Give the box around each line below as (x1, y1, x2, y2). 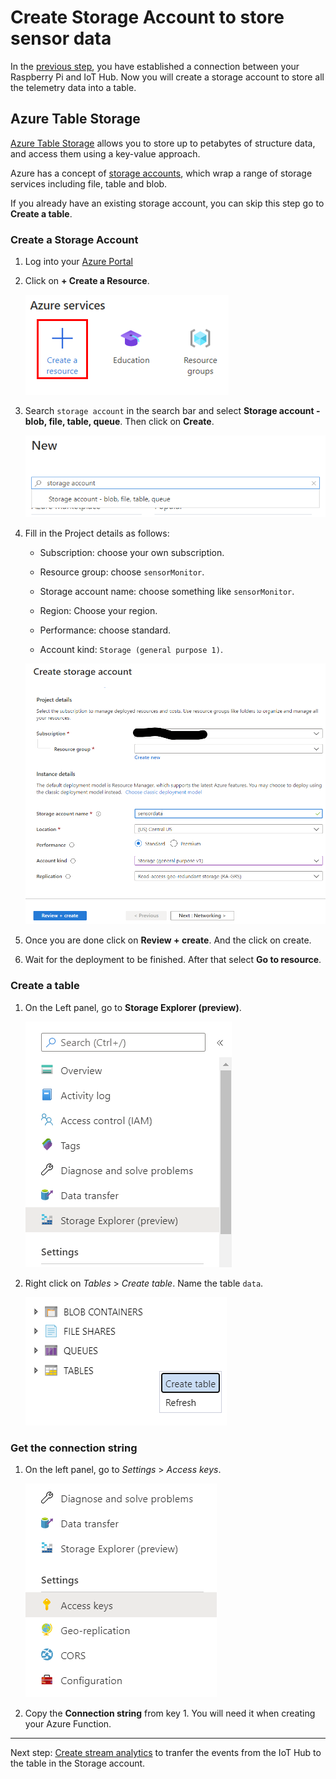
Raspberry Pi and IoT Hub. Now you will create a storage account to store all (10, 71, 325, 83)
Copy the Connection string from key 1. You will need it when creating (24, 1707, 316, 1719)
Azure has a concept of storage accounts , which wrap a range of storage (10, 167, 313, 179)
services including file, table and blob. (10, 177, 168, 190)
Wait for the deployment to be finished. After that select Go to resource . (24, 954, 322, 966)
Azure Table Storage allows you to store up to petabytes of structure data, (10, 137, 316, 149)
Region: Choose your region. (39, 604, 158, 616)
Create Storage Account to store (10, 6, 285, 29)
